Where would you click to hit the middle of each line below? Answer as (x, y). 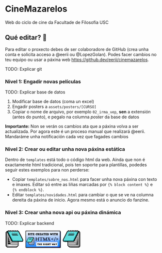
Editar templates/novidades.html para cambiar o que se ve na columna (83, 195)
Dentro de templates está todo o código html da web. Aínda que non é (75, 160)
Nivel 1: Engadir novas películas (43, 81)
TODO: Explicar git (24, 69)
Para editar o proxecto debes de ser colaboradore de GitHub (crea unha (77, 49)
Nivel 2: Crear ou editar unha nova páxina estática (65, 149)
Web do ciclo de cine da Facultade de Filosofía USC (57, 22)
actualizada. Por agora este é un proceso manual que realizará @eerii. (75, 131)
